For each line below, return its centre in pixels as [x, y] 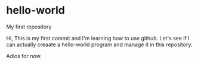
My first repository [29, 27]
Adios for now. [24, 56]
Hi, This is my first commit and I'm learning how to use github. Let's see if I [98, 38]
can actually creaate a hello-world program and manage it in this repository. [99, 44]
